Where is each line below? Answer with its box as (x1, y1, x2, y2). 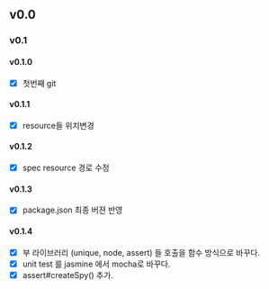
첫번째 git (22, 77, 57, 88)
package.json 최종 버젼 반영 (22, 204, 123, 215)
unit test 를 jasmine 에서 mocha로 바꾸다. (22, 258, 171, 269)
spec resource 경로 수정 (22, 162, 110, 174)
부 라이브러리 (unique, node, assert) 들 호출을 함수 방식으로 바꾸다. (22, 247, 261, 257)
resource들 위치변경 (22, 120, 94, 131)
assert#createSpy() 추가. (22, 269, 114, 280)
